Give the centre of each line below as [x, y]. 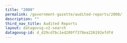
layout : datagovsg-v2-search [36, 28]
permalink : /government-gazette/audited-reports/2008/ [64, 14]
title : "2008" [20, 10]
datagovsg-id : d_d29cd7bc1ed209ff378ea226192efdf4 [59, 33]
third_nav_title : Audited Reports [41, 23]
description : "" [22, 19]
